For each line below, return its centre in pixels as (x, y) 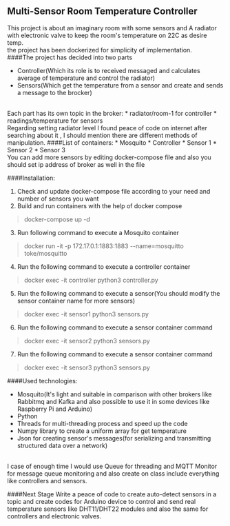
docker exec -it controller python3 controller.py (91, 280)
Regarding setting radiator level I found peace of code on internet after (107, 128)
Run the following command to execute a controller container (104, 266)
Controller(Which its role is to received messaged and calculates (109, 70)
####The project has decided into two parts (70, 57)
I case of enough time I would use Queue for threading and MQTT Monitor (112, 466)
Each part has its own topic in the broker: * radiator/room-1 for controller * (112, 113)
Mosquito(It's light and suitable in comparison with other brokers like (114, 394)
